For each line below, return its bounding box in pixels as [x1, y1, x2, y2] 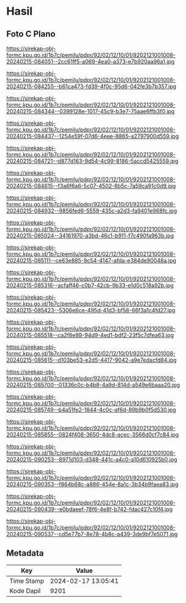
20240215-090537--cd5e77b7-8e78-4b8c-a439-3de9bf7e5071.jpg [6, 531, 178, 537]
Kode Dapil [9, 586, 41, 595]
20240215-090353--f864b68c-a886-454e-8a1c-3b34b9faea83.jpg [6, 481, 179, 488]
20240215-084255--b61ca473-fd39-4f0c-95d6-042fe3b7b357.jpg [6, 83, 176, 90]
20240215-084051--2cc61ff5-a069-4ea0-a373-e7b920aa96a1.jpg [6, 58, 175, 65]
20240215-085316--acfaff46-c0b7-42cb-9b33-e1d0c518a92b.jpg [6, 282, 174, 289]
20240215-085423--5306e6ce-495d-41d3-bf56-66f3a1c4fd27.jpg [6, 307, 176, 313]
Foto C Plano [6, 29, 56, 39]
